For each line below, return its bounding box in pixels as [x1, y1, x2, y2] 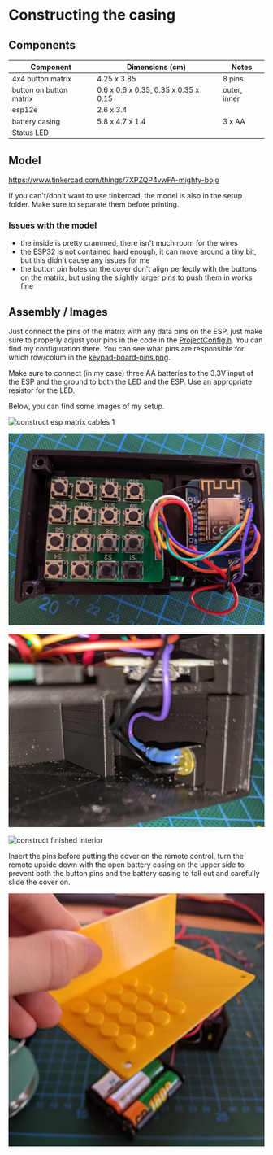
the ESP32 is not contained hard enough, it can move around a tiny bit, [19, 246, 258, 257]
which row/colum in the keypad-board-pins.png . [8, 352, 171, 363]
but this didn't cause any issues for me [19, 255, 150, 265]
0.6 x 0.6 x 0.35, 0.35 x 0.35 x [97, 85, 200, 94]
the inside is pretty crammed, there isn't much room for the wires [19, 238, 238, 248]
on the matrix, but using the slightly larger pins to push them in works [19, 272, 253, 282]
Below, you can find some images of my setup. [8, 401, 165, 412]
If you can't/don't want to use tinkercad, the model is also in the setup [8, 191, 243, 201]
